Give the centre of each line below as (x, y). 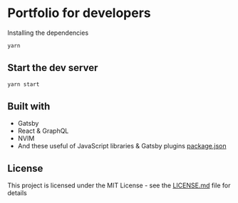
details (17, 193)
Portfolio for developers (79, 13)
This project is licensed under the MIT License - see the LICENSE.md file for (119, 185)
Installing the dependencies (48, 33)
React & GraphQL (43, 131)
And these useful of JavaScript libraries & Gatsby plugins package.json (122, 146)
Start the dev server (53, 68)
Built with (29, 106)
